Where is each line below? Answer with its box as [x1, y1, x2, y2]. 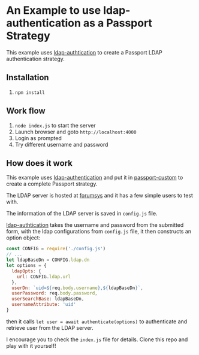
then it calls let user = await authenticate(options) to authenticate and [6, 318, 188, 325]
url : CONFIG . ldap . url [17, 274, 71, 280]
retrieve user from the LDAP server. [6, 324, 94, 331]
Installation [6, 72, 49, 83]
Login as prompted [14, 134, 62, 141]
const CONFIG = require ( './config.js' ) [6, 246, 106, 252]
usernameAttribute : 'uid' [11, 302, 77, 308]
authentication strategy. [6, 55, 65, 62]
